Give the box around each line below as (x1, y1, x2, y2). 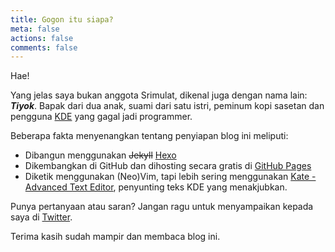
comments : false (10, 42, 78, 53)
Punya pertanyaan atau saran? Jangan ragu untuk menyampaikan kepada (10, 201, 314, 213)
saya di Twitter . (10, 211, 73, 223)
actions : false (10, 33, 74, 43)
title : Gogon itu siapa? (10, 14, 114, 25)
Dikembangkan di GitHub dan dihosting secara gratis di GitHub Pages (24, 160, 312, 172)
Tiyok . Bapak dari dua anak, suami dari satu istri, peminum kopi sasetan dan (10, 100, 325, 112)
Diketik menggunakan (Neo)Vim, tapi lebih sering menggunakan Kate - (24, 171, 317, 183)
